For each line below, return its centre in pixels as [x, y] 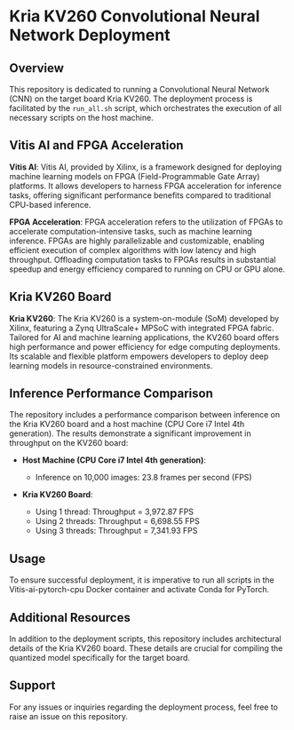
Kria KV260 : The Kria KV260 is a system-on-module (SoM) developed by [144, 318]
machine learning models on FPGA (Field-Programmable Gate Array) [135, 176]
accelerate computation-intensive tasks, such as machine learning [131, 231]
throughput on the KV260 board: [69, 443]
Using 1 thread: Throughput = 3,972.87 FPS [114, 512]
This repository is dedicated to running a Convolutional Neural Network [139, 89]
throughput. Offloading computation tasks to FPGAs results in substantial [143, 259]
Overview [37, 68]
